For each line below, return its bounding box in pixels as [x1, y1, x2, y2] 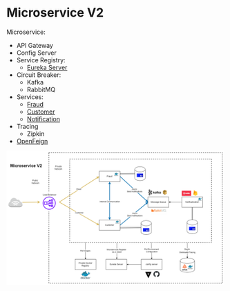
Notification [26, 114, 60, 123]
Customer [26, 107, 56, 116]
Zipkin [26, 130, 45, 138]
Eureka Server [26, 63, 68, 71]
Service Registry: [16, 55, 66, 64]
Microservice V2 [6, 5, 104, 21]
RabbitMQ [26, 85, 56, 94]
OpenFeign [16, 136, 48, 145]
